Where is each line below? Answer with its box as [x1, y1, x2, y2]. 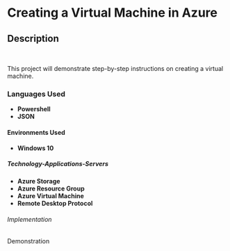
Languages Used [7, 89, 66, 99]
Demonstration [7, 236, 50, 245]
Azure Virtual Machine [17, 192, 85, 200]
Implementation [7, 216, 52, 224]
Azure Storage [17, 177, 60, 186]
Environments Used [7, 128, 66, 136]
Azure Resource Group [17, 184, 85, 193]
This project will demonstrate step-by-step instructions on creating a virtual [7, 65, 224, 72]
